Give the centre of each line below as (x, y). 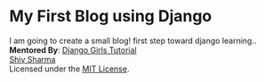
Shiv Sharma (32, 59)
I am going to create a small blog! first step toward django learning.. (133, 41)
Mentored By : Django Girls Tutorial (73, 49)
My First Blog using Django (111, 16)
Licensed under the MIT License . (69, 69)
